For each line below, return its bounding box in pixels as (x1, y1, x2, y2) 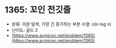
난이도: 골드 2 (11, 27, 38, 33)
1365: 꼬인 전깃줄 (4, 4, 71, 15)
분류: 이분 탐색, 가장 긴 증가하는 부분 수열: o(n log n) (11, 21, 112, 27)
